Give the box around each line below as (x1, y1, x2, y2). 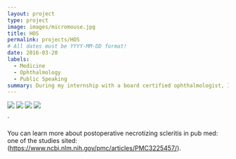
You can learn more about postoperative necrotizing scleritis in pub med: (7, 129, 218, 137)
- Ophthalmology (13, 69, 61, 76)
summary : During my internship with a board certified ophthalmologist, (7, 82, 225, 89)
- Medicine (13, 62, 46, 69)
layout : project (7, 10, 55, 18)
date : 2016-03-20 (7, 50, 58, 57)
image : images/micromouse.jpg (7, 23, 96, 30)
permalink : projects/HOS (7, 36, 80, 43)
